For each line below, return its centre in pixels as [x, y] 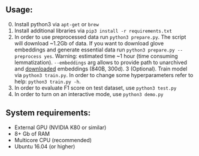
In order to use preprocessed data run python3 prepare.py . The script [100, 37]
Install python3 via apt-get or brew [57, 24]
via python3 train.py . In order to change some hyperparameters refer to [104, 75]
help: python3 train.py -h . [48, 81]
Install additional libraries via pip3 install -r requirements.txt [93, 30]
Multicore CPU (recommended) [53, 140]
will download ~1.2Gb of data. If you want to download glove [89, 43]
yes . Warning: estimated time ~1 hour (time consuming [111, 56]
